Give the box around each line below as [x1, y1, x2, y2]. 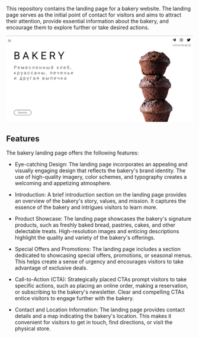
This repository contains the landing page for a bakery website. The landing [6, 5, 191, 12]
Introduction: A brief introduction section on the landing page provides [14, 191, 187, 198]
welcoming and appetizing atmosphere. [14, 180, 111, 187]
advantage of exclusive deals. [14, 265, 88, 272]
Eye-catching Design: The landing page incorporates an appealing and [14, 161, 188, 168]
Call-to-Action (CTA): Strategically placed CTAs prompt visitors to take [14, 276, 187, 283]
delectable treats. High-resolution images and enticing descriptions [14, 228, 179, 235]
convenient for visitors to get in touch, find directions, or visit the [14, 319, 173, 326]
